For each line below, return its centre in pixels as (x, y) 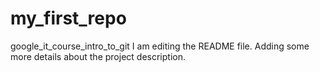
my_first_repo (68, 18)
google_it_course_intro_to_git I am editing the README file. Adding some (160, 46)
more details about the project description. (98, 56)
